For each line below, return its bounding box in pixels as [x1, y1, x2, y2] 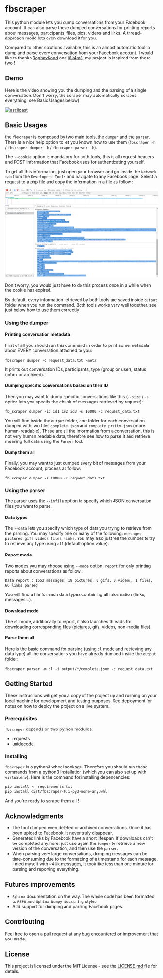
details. [5, 968, 20, 974]
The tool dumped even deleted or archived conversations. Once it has [12, 825, 152, 831]
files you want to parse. [5, 503, 52, 509]
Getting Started [5, 680, 53, 688]
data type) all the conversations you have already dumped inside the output [5, 651, 156, 657]
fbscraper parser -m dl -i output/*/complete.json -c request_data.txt [5, 667, 153, 671]
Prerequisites [5, 715, 37, 722]
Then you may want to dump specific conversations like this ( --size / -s [5, 393, 149, 399]
